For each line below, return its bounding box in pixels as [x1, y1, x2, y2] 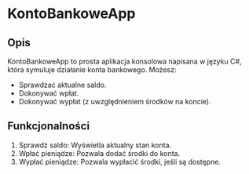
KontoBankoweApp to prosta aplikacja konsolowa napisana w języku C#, [7, 56, 242, 66]
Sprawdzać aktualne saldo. [18, 80, 107, 89]
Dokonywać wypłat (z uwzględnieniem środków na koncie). [18, 97, 211, 106]
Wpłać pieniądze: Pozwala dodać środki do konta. [18, 148, 181, 158]
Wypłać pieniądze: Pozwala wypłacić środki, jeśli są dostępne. [18, 157, 222, 166]
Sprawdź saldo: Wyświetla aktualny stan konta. [18, 140, 172, 150]
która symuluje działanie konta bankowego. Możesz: [7, 65, 177, 74]
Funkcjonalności [7, 119, 90, 133]
